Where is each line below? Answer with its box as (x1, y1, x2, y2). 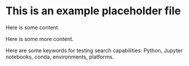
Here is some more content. (5, 35, 74, 42)
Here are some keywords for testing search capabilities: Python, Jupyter (5, 46, 183, 54)
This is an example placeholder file (5, 4, 181, 18)
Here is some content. (5, 24, 60, 31)
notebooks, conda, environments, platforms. (5, 53, 114, 60)
